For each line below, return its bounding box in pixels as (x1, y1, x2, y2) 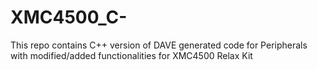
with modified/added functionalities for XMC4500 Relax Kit (10, 49, 253, 61)
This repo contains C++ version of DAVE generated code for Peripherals (10, 39, 308, 51)
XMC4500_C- (10, 6, 128, 29)
